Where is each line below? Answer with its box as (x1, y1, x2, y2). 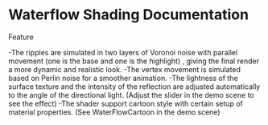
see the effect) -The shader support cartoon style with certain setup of (8, 99, 243, 108)
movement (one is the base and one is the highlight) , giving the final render (8, 56, 260, 66)
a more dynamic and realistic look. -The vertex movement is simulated (8, 64, 241, 74)
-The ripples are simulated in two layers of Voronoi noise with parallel (8, 47, 238, 57)
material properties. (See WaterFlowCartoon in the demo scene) (8, 107, 221, 117)
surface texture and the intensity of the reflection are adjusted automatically (8, 82, 261, 91)
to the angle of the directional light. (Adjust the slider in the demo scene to (8, 90, 255, 99)
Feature (8, 32, 34, 42)
